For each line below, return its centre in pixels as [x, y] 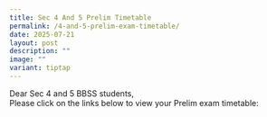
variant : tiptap [40, 68]
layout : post [34, 43]
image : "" [28, 59]
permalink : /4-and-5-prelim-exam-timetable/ [95, 26]
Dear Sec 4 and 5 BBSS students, [72, 93]
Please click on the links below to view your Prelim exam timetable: [134, 103]
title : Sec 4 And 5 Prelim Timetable [81, 18]
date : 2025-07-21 [42, 34]
